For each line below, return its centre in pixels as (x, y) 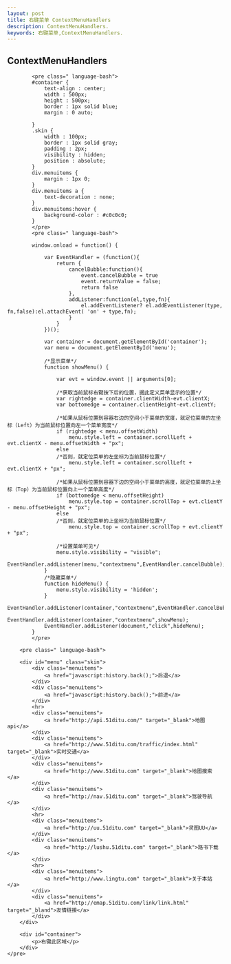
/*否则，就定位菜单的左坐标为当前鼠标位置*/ (111, 457)
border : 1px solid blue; (81, 107)
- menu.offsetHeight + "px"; (49, 508)
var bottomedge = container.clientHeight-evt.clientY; (136, 405)
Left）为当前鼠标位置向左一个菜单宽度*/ (67, 425)
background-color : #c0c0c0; (86, 215)
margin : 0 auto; (69, 113)
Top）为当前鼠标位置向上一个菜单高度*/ (66, 490)
